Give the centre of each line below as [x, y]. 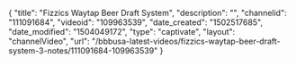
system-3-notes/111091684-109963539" [83, 51]
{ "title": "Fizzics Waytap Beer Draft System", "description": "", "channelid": [148, 13]
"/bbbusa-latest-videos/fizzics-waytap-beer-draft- [186, 41]
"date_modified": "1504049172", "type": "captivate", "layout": [122, 32]
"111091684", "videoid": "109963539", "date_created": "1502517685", [135, 22]
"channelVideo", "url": [49, 41]
